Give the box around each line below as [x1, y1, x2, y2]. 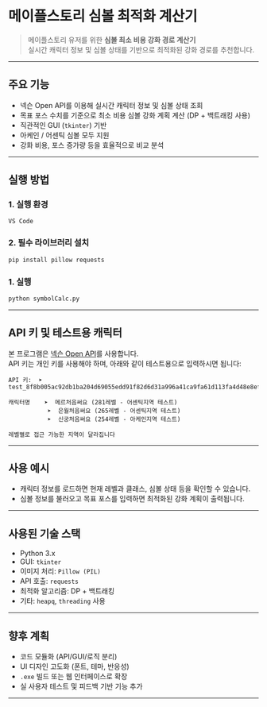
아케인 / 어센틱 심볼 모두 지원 [19, 130, 110, 140]
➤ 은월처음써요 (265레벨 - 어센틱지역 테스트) [47, 407, 181, 415]
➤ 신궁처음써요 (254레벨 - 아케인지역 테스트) [47, 415, 181, 423]
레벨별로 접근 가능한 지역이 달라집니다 [8, 431, 115, 438]
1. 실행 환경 [8, 199, 48, 211]
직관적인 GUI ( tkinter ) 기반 [19, 120, 107, 129]
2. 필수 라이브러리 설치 [8, 238, 90, 249]
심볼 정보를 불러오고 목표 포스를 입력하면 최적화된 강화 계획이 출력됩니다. [19, 494, 245, 504]
